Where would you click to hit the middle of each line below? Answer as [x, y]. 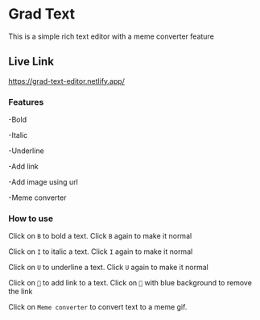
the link [21, 292]
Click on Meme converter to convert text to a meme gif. [98, 307]
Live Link [31, 62]
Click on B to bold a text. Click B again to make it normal [100, 236]
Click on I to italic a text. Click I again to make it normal [101, 251]
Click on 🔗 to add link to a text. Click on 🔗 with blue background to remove [130, 283]
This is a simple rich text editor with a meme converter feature [111, 36]
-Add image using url [43, 182]
